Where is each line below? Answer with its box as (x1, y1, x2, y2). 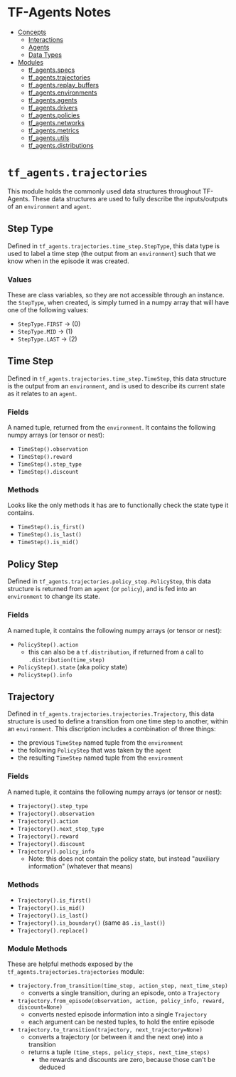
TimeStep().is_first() (17, 524, 85, 531)
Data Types (28, 51, 63, 59)
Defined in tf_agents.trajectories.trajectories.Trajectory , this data (7, 709, 215, 718)
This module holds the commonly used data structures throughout (7, 186, 201, 196)
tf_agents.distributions (28, 141, 94, 149)
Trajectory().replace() (17, 927, 89, 934)
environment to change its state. (7, 592, 101, 601)
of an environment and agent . (7, 202, 92, 211)
